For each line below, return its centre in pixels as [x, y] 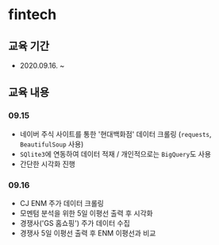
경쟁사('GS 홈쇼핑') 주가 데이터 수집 [75, 223]
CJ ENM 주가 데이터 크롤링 [62, 203]
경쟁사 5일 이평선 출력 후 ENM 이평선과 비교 [88, 233]
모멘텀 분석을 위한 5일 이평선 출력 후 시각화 [86, 213]
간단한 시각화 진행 [47, 164]
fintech [33, 15]
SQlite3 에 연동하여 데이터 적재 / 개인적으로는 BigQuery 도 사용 [115, 154]
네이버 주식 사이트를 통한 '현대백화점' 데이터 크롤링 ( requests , [115, 134]
